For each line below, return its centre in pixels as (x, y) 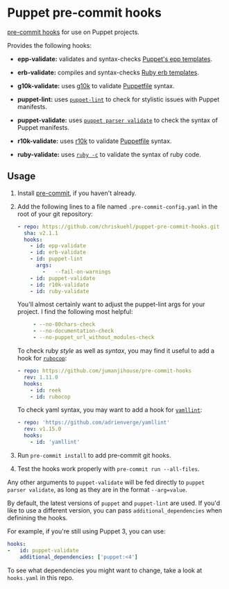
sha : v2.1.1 (41, 233)
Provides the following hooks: (50, 45)
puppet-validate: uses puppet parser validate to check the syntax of (118, 120)
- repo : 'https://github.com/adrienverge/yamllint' (93, 423)
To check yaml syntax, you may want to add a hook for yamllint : (110, 410)
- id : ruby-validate (60, 291)
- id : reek (46, 390)
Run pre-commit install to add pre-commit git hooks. (94, 455)
